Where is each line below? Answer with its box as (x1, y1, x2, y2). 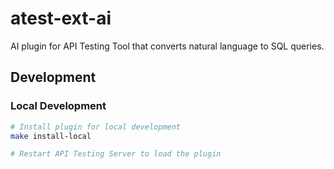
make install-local (10, 131, 92, 141)
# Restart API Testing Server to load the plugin (10, 149, 222, 159)
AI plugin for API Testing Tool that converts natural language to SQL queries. (10, 40, 325, 52)
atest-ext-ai (10, 7, 112, 30)
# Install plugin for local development (10, 122, 182, 132)
